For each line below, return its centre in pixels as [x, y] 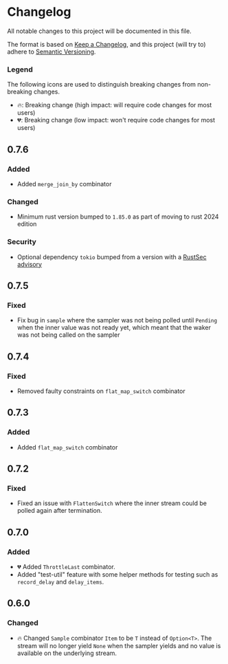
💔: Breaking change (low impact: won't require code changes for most [116, 120]
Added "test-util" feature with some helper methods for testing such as [117, 574]
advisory [30, 264]
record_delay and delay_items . [60, 582]
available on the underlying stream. [67, 653]
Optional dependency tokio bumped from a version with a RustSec [112, 257]
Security [22, 242]
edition [27, 224]
